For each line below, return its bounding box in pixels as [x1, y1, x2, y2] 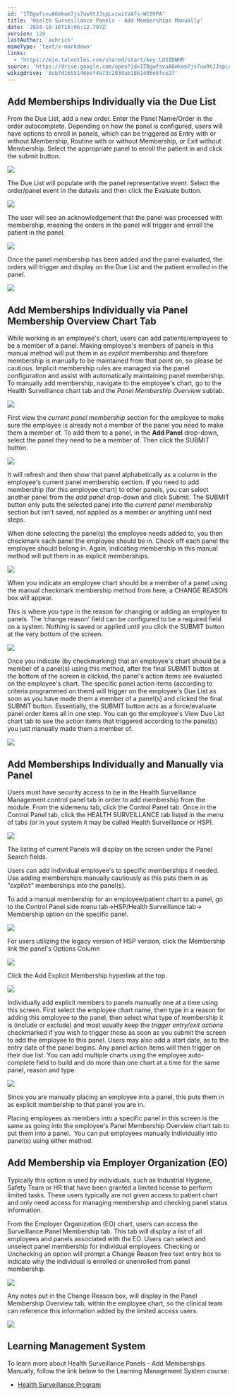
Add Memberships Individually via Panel [7, 304, 188, 316]
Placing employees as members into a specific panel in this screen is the [7, 1114, 219, 1122]
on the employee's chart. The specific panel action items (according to [7, 679, 213, 688]
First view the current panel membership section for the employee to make [7, 413, 224, 422]
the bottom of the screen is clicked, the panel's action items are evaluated [7, 672, 222, 681]
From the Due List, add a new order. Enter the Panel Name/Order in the [7, 115, 213, 123]
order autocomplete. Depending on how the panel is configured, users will [7, 122, 224, 131]
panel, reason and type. [7, 1065, 76, 1074]
